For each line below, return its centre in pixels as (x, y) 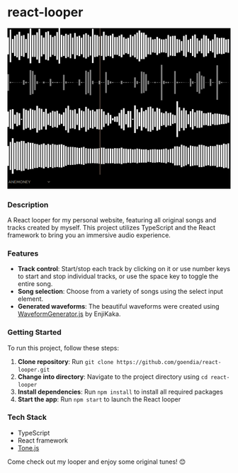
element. (30, 299)
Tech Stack (27, 417)
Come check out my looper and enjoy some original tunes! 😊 (97, 462)
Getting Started (34, 332)
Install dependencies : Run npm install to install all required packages (120, 392)
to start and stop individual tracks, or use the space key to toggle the (118, 276)
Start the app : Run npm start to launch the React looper (99, 399)
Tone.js (28, 448)
